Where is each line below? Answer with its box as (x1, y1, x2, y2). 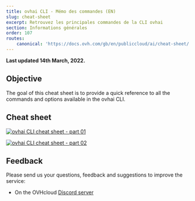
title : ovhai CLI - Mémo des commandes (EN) (6, 8, 116, 15)
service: (6, 178, 26, 185)
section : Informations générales (6, 24, 88, 31)
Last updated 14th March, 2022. (6, 57, 86, 64)
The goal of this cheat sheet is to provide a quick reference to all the (6, 89, 170, 96)
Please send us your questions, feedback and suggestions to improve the (6, 171, 183, 178)
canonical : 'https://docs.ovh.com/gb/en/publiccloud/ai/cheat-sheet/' (16, 41, 192, 47)
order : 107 (6, 30, 33, 36)
